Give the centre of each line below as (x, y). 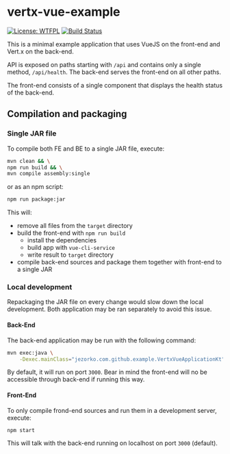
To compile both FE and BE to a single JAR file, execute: (86, 149)
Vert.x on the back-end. (40, 51)
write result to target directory (71, 255)
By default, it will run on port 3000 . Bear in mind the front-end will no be (107, 372)
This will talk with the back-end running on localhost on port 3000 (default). (112, 443)
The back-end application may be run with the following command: (102, 340)
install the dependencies (62, 240)
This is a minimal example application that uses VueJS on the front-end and (114, 44)
